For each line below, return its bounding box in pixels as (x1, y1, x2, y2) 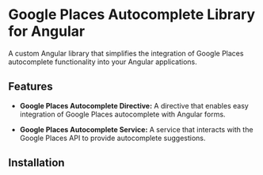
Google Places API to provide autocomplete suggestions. (19, 133, 206, 143)
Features (8, 80, 53, 93)
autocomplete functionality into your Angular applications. (8, 57, 197, 67)
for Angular (8, 22, 86, 40)
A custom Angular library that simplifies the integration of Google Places (8, 48, 244, 58)
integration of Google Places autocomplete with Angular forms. (19, 109, 226, 119)
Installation (8, 156, 65, 169)
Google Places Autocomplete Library (8, 6, 256, 24)
